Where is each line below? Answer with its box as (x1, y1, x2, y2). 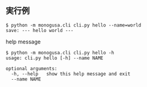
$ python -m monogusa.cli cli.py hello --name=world (5, 22, 142, 28)
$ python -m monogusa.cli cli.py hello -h (5, 50, 114, 56)
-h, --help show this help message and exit (11, 71, 131, 77)
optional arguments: (5, 65, 58, 71)
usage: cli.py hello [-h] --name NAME (5, 55, 103, 61)
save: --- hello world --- (5, 27, 74, 33)
